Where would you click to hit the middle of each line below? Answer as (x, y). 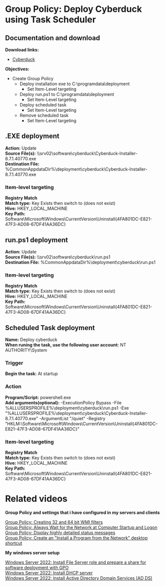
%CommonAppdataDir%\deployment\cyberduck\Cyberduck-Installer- (76, 169)
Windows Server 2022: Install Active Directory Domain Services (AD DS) (79, 578)
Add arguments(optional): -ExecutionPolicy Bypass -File (63, 402)
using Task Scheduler (51, 20)
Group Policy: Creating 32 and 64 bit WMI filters (54, 522)
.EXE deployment (32, 136)
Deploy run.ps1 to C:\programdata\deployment (67, 94)
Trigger (14, 363)
